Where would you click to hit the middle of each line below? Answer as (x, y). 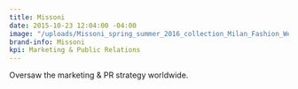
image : (21, 33)
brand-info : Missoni (47, 42)
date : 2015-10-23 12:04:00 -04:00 (73, 26)
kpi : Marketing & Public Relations (75, 50)
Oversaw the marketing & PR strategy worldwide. (99, 75)
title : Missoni (37, 17)
